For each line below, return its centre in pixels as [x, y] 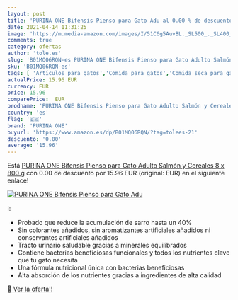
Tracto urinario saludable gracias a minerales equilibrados [102, 246]
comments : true [30, 40]
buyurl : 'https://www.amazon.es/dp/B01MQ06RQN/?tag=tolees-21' [103, 132]
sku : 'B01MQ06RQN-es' [39, 67]
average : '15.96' [33, 146]
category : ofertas [34, 47]
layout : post [27, 14]
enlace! [18, 180]
